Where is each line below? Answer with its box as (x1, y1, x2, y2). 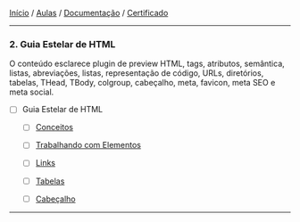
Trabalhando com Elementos (35, 140, 141, 151)
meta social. (9, 86, 54, 97)
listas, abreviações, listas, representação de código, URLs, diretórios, (9, 68, 264, 78)
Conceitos (35, 122, 74, 133)
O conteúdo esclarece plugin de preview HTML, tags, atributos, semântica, (9, 58, 286, 70)
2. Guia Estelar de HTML (9, 37, 116, 50)
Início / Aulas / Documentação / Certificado (9, 8, 169, 18)
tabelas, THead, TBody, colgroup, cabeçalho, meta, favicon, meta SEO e (9, 78, 276, 88)
